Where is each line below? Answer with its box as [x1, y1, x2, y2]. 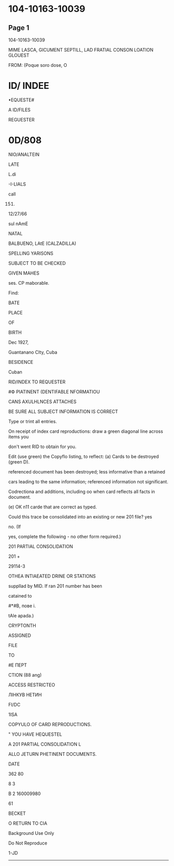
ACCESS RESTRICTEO [8, 682, 55, 688]
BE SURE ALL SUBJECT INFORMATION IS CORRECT [8, 408, 119, 414]
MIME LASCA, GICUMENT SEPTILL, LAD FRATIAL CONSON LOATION [8, 47, 154, 53]
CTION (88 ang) [8, 672, 42, 678]
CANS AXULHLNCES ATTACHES [8, 399, 77, 405]
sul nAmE [8, 220, 28, 227]
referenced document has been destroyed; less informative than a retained [8, 468, 165, 475]
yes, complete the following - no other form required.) [8, 533, 121, 539]
